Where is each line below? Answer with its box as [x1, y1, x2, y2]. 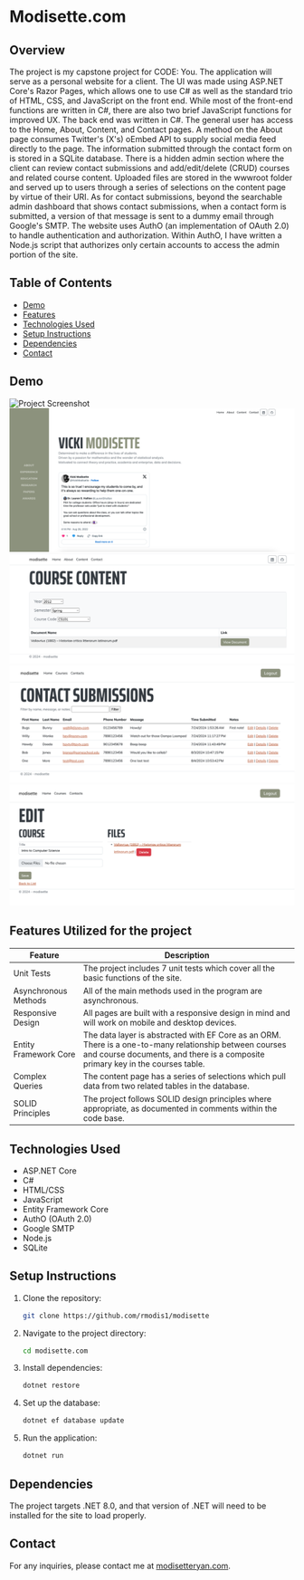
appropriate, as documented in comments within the [82, 1103, 278, 1114]
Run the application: [22, 1432, 98, 1443]
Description [164, 950, 210, 961]
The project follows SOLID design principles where [82, 1093, 272, 1104]
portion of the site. [9, 249, 79, 260]
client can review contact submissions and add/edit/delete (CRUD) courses [9, 163, 290, 173]
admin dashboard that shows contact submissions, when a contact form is [9, 201, 287, 212]
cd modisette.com [22, 1346, 89, 1355]
